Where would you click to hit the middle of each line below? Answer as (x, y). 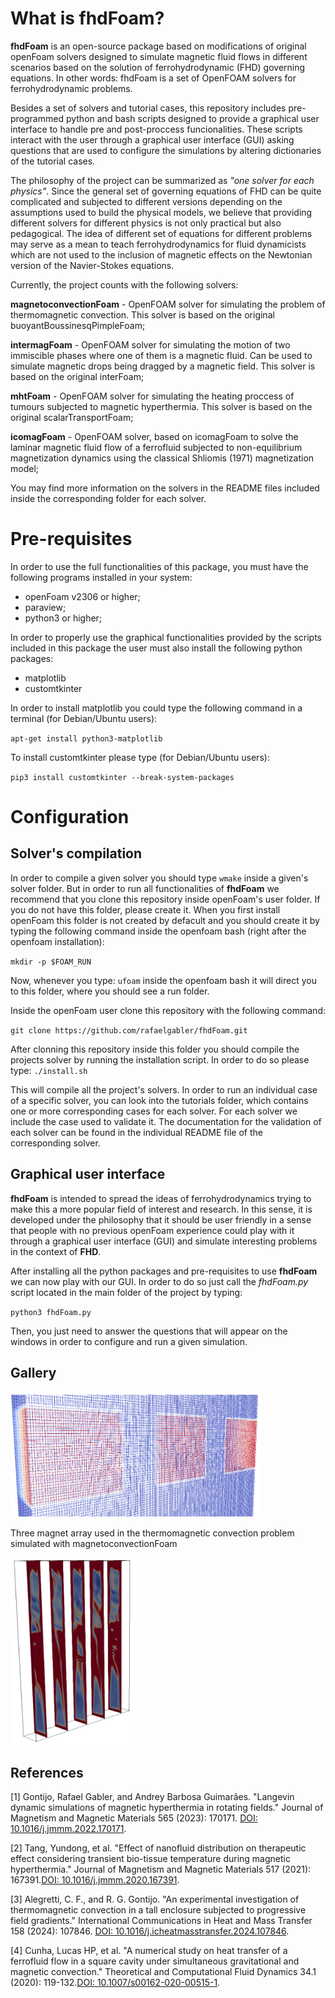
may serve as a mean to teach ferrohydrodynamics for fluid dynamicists (158, 244)
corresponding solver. (55, 1143)
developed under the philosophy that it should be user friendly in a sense (161, 1219)
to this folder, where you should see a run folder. (110, 991)
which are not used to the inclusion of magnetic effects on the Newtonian (161, 254)
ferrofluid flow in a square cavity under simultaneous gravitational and (155, 1961)
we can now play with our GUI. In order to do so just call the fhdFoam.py (159, 1281)
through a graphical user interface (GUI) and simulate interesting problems (164, 1241)
